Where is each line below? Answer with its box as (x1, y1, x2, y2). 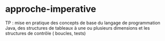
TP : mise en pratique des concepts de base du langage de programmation (5, 20, 160, 26)
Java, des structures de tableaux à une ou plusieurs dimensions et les (5, 25, 150, 31)
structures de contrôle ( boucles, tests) (5, 30, 86, 36)
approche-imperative (5, 3, 97, 15)
